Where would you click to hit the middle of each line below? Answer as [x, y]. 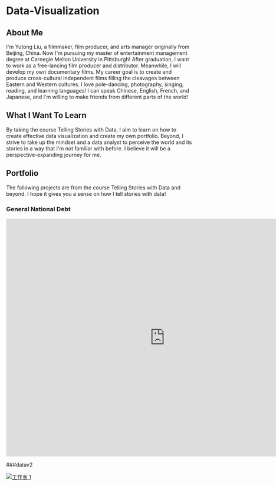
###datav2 [19, 465]
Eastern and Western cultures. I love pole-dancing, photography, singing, [95, 84]
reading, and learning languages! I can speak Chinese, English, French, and [98, 91]
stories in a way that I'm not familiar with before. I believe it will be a [88, 148]
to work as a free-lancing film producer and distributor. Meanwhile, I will [94, 65]
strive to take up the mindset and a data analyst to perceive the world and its [99, 142]
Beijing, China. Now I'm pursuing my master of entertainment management [97, 53]
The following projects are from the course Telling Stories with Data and [93, 188]
